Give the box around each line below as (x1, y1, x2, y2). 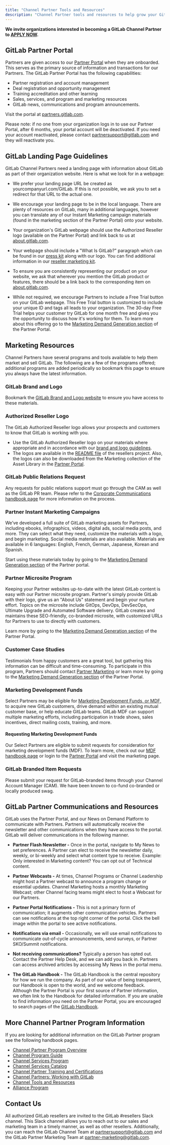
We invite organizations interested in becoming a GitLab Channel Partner (5, 26, 162, 32)
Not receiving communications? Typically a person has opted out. (12, 951, 152, 957)
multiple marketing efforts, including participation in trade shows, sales (5, 714, 153, 720)
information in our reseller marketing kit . (12, 259, 96, 265)
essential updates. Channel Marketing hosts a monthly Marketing (12, 884, 148, 890)
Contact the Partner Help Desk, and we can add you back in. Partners (12, 956, 158, 962)
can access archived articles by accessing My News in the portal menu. (12, 962, 163, 968)
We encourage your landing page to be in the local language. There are (12, 201, 161, 207)
